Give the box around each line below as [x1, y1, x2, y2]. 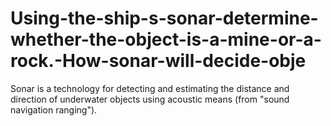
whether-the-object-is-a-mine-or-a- [10, 28, 322, 51]
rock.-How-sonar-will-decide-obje [10, 50, 307, 72]
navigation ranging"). [10, 103, 98, 116]
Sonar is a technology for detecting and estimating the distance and [10, 82, 290, 94]
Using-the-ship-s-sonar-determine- [10, 7, 319, 30]
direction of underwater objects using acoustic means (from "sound [10, 93, 290, 105]
